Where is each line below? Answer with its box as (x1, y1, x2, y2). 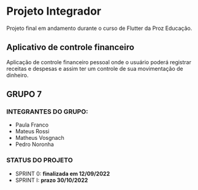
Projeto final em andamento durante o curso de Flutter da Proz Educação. (6, 24, 192, 32)
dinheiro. (6, 71, 29, 79)
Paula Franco (15, 121, 49, 129)
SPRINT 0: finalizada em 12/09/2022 (15, 170, 110, 177)
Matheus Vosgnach (15, 134, 64, 142)
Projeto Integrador (6, 4, 102, 18)
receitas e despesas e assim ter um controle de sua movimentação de (6, 65, 183, 72)
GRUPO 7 (6, 89, 42, 100)
